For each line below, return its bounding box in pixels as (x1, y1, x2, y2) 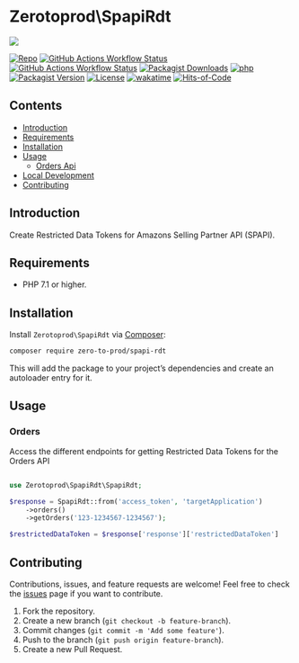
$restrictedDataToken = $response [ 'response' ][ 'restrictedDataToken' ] (9, 530, 279, 539)
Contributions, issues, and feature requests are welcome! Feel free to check (9, 578, 290, 589)
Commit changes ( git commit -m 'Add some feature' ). (22, 624, 224, 635)
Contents (9, 98, 63, 113)
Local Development (22, 169, 94, 181)
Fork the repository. (22, 605, 96, 616)
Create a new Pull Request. (22, 643, 123, 654)
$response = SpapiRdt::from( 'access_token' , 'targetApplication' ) (9, 497, 263, 506)
